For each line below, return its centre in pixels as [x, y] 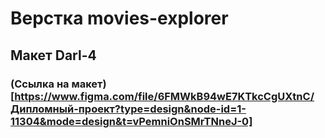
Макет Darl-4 [53, 55]
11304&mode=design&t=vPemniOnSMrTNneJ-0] [131, 121]
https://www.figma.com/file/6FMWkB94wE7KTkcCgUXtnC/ [164, 96]
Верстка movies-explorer [119, 18]
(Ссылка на [40, 84]
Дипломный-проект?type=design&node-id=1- [128, 109]
